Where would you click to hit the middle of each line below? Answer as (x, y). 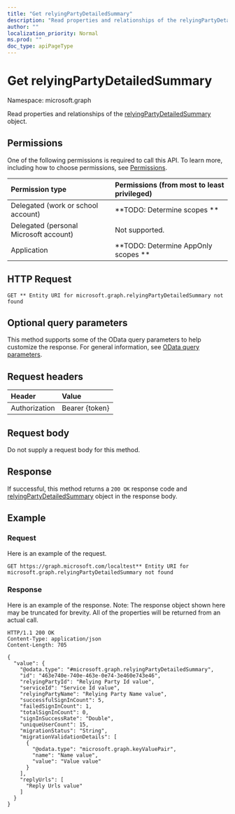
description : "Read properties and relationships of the (92, 20)
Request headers (45, 376)
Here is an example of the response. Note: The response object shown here (116, 605)
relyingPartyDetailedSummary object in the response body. (92, 496)
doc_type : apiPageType (40, 46)
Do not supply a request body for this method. (74, 450)
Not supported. (140, 230)
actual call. (23, 619)
